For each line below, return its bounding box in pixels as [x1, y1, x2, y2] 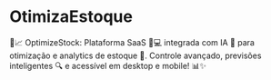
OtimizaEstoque [9, 6, 134, 27]
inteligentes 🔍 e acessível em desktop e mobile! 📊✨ [9, 60, 207, 71]
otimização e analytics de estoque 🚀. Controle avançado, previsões [9, 50, 262, 61]
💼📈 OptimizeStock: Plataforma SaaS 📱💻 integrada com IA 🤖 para [9, 36, 255, 47]
